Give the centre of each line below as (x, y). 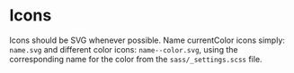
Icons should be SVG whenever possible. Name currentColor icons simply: (147, 40)
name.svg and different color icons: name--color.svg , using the (124, 49)
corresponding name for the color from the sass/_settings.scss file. (136, 59)
